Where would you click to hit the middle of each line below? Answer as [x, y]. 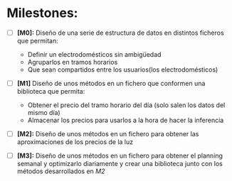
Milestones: [42, 13]
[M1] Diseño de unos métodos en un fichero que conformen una [111, 83]
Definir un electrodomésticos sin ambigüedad [94, 54]
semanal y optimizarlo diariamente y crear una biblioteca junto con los [120, 164]
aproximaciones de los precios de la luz [75, 142]
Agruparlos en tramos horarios [73, 62]
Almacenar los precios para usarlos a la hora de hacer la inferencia [126, 120]
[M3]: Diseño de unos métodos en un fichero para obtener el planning [120, 156]
